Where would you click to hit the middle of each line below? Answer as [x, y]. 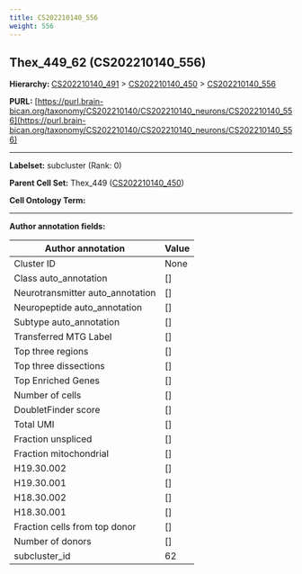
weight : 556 [31, 26]
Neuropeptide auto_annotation [78, 308]
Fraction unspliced [53, 439]
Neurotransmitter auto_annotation [85, 293]
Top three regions [51, 352]
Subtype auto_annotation [67, 322]
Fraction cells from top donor [75, 527]
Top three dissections [59, 366]
